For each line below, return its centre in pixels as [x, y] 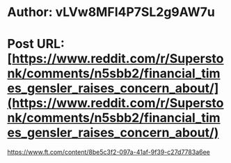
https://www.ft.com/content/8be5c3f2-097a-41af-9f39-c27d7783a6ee [109, 152]
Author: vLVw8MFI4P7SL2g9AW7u [111, 12]
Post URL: [36, 44]
